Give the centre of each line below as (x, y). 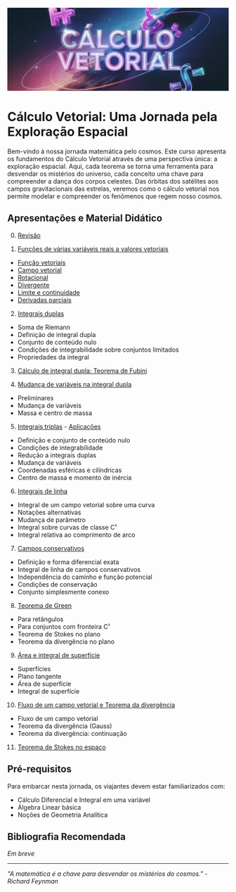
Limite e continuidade (49, 292)
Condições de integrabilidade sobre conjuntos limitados (98, 350)
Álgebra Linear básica (49, 807)
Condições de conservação (57, 584)
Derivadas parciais (44, 300)
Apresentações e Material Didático (85, 218)
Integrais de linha (42, 491)
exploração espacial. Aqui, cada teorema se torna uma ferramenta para (111, 166)
